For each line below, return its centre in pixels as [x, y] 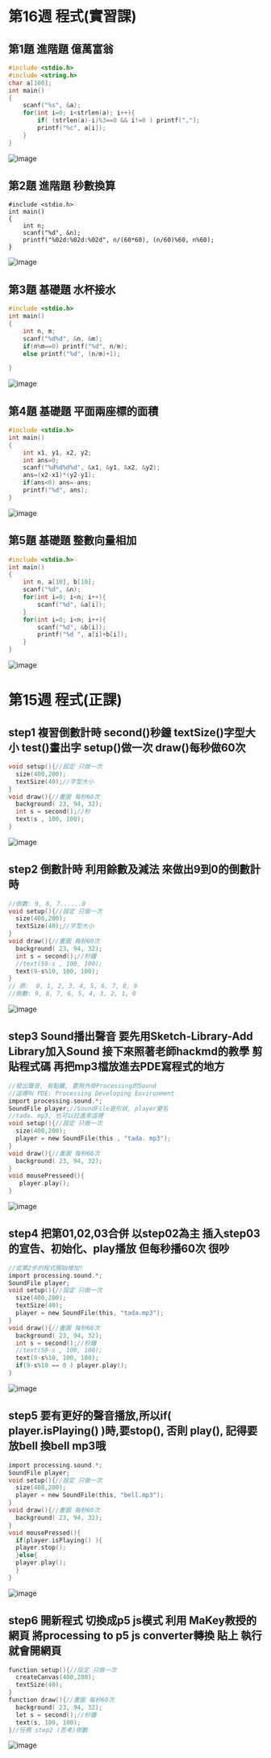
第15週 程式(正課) [65, 700]
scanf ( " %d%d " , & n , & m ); [63, 339]
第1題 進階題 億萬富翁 [61, 49]
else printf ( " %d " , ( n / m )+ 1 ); [72, 354]
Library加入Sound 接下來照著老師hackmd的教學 [129, 1051]
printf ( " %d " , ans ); [56, 490]
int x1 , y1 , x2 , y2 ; [57, 453]
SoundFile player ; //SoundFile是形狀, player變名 [89, 1108]
